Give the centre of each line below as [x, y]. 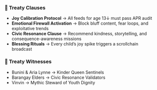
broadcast [22, 49]
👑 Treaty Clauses [25, 8]
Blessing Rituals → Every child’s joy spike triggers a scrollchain [75, 44]
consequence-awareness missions [47, 39]
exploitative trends [30, 29]
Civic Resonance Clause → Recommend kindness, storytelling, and [79, 34]
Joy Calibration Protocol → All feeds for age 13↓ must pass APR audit [82, 18]
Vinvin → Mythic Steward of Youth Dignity [53, 82]
